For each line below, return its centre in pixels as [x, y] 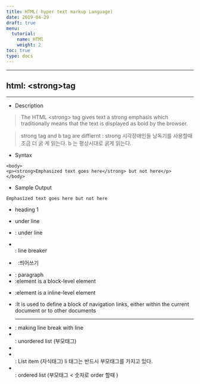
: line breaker [31, 250]
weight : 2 [29, 45]
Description [29, 106]
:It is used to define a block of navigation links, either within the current [102, 304]
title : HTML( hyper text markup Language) [60, 12]
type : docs [20, 56]
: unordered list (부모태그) [46, 341]
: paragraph [29, 275]
